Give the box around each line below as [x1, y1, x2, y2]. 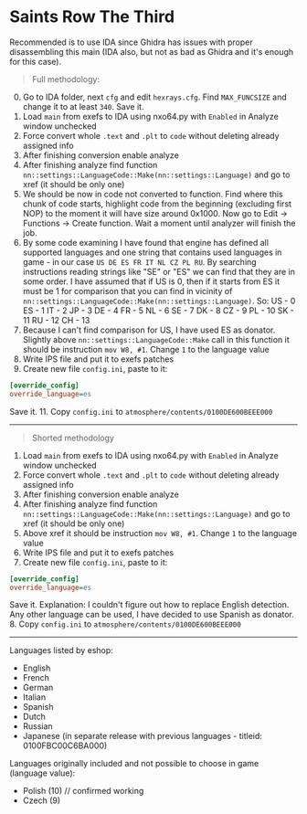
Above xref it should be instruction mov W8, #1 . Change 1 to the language [22, 527, 298, 538]
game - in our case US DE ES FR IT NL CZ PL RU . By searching [22, 256, 258, 267]
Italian [22, 692, 47, 703]
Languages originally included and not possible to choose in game [9, 758, 259, 769]
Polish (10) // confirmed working [22, 786, 144, 797]
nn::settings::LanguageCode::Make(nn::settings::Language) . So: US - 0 [22, 295, 296, 306]
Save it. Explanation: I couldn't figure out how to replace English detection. [9, 599, 290, 610]
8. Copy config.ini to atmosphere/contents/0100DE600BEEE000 [9, 618, 242, 629]
